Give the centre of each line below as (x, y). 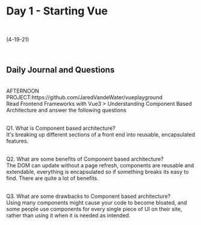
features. (17, 141)
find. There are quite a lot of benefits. (53, 178)
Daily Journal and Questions (60, 70)
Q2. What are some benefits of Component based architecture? (85, 159)
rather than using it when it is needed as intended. (68, 215)
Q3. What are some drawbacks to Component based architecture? (88, 196)
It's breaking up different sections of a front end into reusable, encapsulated (101, 134)
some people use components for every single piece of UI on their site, (94, 209)
